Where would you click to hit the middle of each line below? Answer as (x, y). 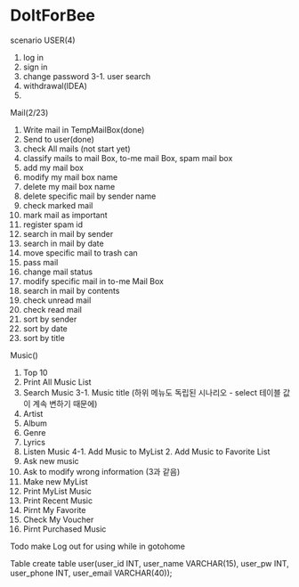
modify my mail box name (70, 177)
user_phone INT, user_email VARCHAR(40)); (91, 573)
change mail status (57, 272)
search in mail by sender (68, 233)
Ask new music (51, 461)
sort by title (44, 338)
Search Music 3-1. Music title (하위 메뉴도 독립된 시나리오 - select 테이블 (152, 392)
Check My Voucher (58, 519)
